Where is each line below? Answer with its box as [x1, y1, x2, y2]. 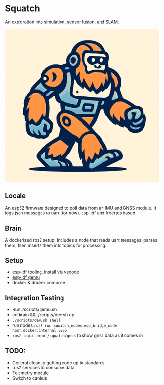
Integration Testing [5, 293, 64, 302]
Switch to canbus [12, 375, 47, 381]
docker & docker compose [12, 280, 66, 286]
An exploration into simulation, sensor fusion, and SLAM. [5, 19, 119, 25]
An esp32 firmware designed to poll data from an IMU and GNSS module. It [5, 205, 157, 211]
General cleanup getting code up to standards [12, 360, 105, 366]
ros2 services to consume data [12, 365, 75, 370]
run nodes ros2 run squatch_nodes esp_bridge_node [12, 322, 117, 328]
